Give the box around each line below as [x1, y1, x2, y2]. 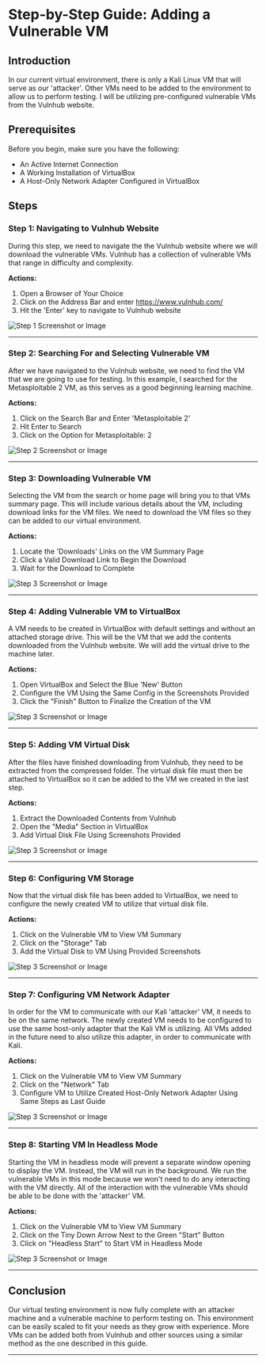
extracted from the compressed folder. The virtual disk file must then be [8, 766, 243, 775]
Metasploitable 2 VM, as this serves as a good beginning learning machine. [8, 383, 253, 392]
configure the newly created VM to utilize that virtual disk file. [8, 899, 209, 908]
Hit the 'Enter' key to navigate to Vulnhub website [19, 305, 181, 314]
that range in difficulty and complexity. [8, 257, 134, 267]
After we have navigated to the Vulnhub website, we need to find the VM [8, 366, 245, 375]
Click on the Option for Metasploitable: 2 [19, 430, 152, 440]
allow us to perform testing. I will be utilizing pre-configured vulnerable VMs [8, 92, 256, 101]
